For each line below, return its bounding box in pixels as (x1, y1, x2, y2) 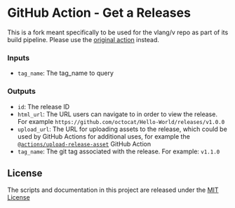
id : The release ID (17, 102, 70, 111)
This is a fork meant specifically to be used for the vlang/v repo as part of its (7, 28, 229, 36)
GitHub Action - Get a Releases (7, 5, 192, 21)
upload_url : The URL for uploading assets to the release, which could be (17, 125, 228, 133)
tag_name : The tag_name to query (17, 69, 114, 78)
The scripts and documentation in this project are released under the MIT (7, 186, 219, 194)
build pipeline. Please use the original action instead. (7, 35, 160, 43)
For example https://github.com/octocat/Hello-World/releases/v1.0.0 (17, 117, 225, 125)
